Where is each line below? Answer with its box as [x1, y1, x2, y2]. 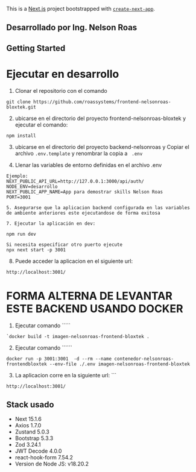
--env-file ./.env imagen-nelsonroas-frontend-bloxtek [49, 361, 190, 367]
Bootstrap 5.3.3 [14, 435, 54, 442]
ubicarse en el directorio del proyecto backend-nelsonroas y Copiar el [14, 143, 190, 150]
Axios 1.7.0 [14, 422, 42, 429]
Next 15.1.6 [14, 415, 42, 423]
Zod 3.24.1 [14, 441, 41, 448]
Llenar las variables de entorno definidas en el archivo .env [14, 161, 162, 168]
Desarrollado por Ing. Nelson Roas [6, 22, 138, 33]
